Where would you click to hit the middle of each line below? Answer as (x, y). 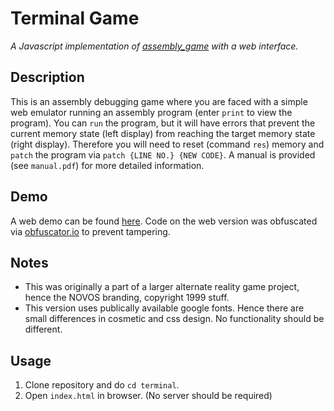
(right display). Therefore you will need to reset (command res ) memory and (167, 144)
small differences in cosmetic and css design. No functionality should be (174, 319)
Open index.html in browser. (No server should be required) (148, 396)
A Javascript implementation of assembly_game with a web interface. (154, 46)
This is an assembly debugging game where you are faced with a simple (159, 101)
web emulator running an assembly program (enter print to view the (151, 112)
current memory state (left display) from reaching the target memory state (163, 133)
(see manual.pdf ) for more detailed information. (107, 165)
